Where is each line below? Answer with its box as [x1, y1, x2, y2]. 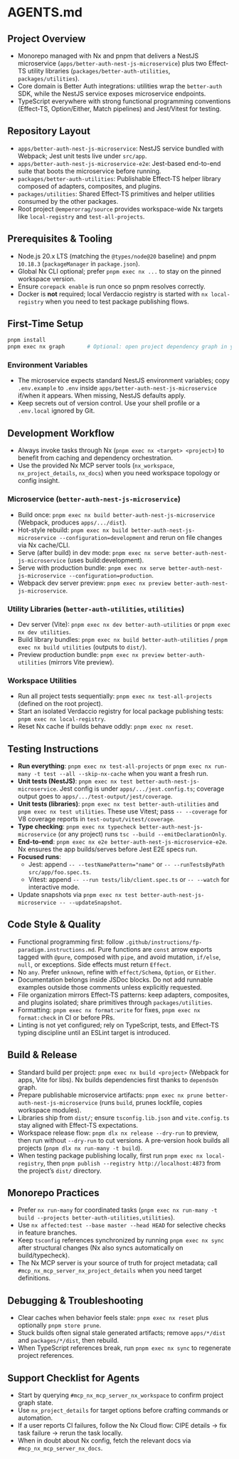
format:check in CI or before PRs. [17, 1013, 115, 1022]
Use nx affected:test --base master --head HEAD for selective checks [17, 1221, 226, 1230]
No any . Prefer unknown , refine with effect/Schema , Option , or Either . [17, 967, 216, 976]
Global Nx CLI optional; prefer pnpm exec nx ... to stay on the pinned [17, 266, 222, 275]
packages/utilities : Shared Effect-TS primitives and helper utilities [17, 189, 216, 198]
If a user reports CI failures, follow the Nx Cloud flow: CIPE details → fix [17, 1421, 227, 1430]
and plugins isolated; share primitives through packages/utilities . [17, 998, 213, 1007]
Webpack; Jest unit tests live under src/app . [17, 151, 147, 160]
